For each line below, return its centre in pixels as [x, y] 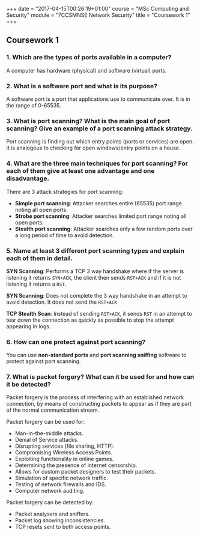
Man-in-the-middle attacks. [49, 433]
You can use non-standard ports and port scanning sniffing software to [96, 355]
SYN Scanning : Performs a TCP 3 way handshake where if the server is [95, 271]
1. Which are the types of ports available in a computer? [89, 58]
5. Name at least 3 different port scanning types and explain [95, 250]
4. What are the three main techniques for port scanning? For [97, 163]
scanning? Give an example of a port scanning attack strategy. [100, 128]
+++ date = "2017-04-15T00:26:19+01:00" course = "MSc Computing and [98, 9]
